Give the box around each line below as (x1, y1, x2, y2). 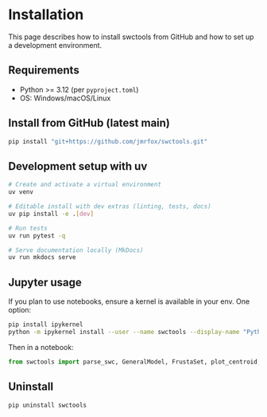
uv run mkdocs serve (8, 254, 77, 262)
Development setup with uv (8, 159, 148, 173)
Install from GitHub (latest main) (8, 116, 171, 130)
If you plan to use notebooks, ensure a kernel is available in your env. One (8, 297, 250, 306)
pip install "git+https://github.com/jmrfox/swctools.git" (8, 137, 208, 145)
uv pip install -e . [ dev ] (8, 210, 94, 218)
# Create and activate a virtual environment (8, 181, 161, 189)
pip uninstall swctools (8, 401, 87, 409)
